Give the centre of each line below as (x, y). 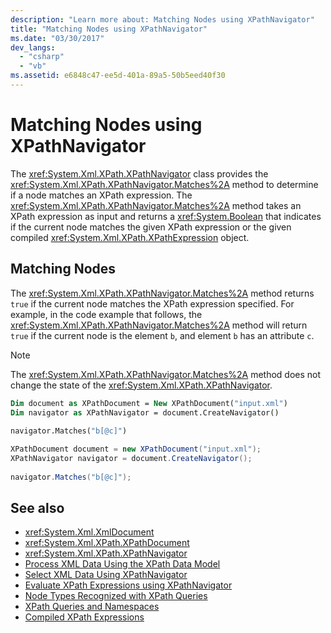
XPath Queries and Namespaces (92, 607)
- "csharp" (42, 57)
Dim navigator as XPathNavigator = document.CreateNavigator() (145, 412)
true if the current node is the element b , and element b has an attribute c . (162, 335)
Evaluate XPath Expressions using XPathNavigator (128, 585)
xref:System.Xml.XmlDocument (89, 532)
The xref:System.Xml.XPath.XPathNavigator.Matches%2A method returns (162, 293)
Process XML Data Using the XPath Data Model (122, 564)
